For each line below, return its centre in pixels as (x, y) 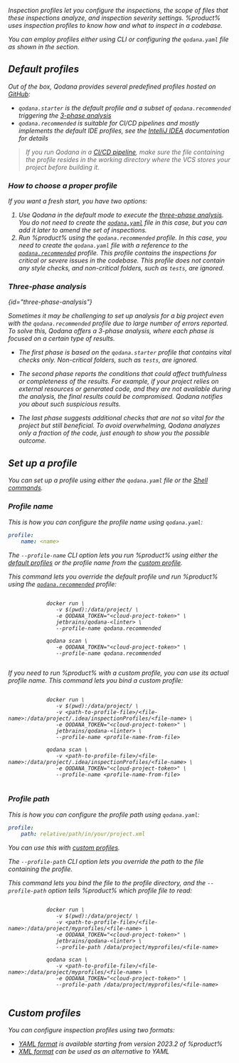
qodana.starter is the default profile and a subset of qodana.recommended (124, 108)
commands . (26, 488)
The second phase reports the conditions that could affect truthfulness (122, 374)
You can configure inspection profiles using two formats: (91, 1030)
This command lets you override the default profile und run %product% (113, 576)
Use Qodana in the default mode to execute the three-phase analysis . (121, 215)
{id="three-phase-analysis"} (51, 302)
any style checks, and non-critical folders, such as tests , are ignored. (121, 268)
